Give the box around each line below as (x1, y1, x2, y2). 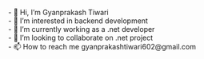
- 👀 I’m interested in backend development (7, 16, 148, 26)
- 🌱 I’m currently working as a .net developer (7, 25, 155, 33)
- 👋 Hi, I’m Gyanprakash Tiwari (7, 8, 110, 17)
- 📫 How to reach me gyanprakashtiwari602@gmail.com (7, 42, 196, 51)
